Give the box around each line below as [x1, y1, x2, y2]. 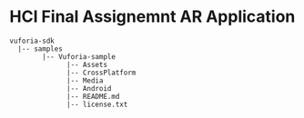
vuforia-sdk [9, 36, 55, 45]
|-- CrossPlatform [66, 68, 137, 77]
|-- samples [17, 44, 64, 54]
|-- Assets [66, 60, 107, 69]
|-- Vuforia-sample [42, 52, 117, 61]
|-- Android [66, 84, 112, 93]
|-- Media [66, 75, 104, 85]
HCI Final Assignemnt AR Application [9, 6, 296, 27]
